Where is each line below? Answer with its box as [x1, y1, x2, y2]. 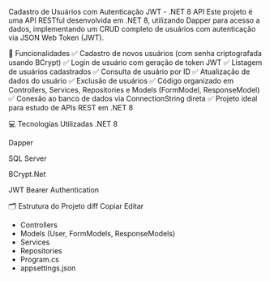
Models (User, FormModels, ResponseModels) [19, 229, 176, 238]
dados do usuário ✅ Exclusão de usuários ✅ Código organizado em [8, 76, 234, 85]
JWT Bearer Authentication [8, 185, 100, 194]
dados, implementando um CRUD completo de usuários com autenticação [8, 24, 256, 33]
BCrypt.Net [8, 170, 46, 179]
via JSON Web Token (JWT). [8, 32, 105, 42]
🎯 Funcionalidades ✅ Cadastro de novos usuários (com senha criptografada [8, 49, 262, 58]
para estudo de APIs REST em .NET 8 [8, 103, 134, 112]
